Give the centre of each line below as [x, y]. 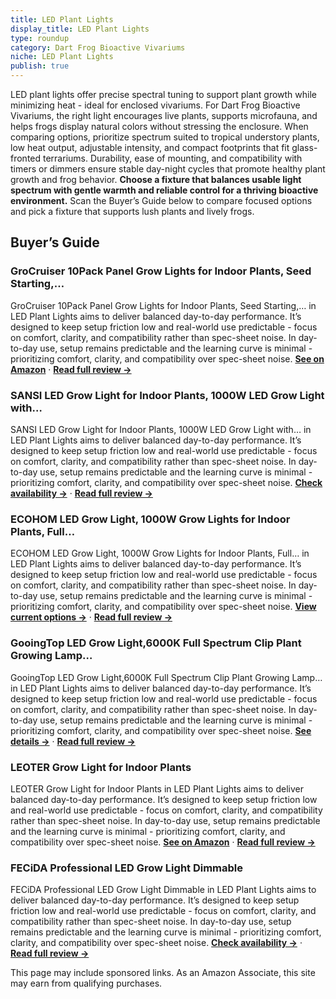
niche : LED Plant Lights [62, 57]
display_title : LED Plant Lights [80, 29]
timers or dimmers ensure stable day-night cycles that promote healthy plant [168, 169]
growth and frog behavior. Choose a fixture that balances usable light [156, 179]
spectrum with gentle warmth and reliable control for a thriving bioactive [164, 190]
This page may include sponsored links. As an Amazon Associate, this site [163, 973]
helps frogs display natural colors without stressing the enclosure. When [159, 126]
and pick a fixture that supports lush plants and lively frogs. [132, 211]
